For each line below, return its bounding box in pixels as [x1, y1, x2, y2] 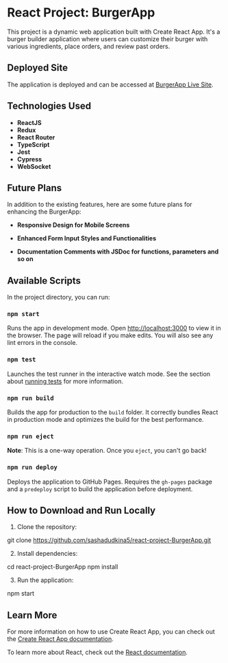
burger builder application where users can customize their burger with [7, 34, 208, 43]
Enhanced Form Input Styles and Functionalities [16, 234, 157, 243]
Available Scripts [7, 275, 81, 286]
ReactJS [16, 118, 42, 126]
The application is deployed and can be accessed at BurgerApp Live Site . [7, 80, 214, 89]
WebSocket [16, 162, 51, 170]
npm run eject [7, 433, 54, 440]
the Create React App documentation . [7, 635, 114, 643]
